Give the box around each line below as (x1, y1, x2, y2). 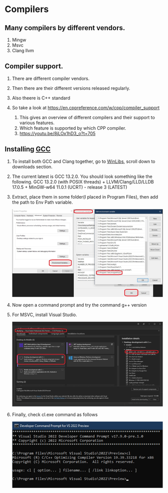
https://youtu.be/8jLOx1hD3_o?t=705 (19, 130, 96, 136)
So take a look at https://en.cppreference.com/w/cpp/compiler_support (12, 105, 160, 111)
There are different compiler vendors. (12, 75, 90, 81)
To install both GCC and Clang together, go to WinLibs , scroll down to (12, 158, 156, 164)
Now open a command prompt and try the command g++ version (12, 302, 147, 308)
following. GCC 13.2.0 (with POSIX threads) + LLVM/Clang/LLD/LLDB (12, 178, 154, 184)
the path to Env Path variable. (12, 199, 73, 205)
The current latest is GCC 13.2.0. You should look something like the (12, 173, 152, 179)
